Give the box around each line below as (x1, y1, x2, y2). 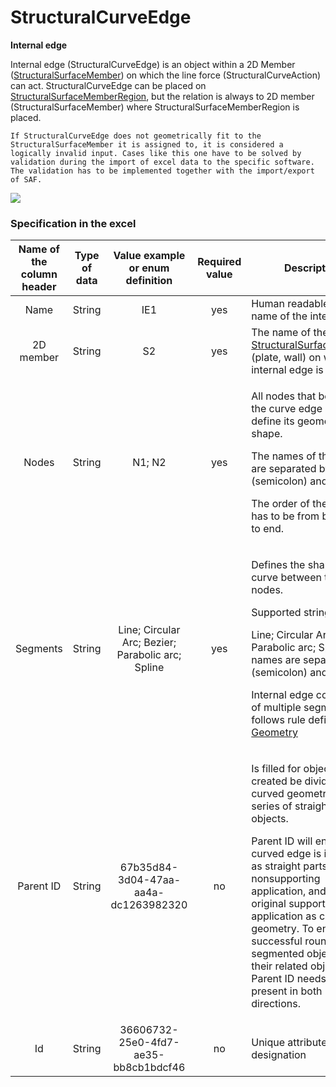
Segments (15, 642, 63, 656)
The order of (251, 497, 310, 511)
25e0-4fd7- (118, 1036, 180, 1050)
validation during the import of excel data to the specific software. (10, 157, 315, 167)
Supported (251, 606, 302, 620)
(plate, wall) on (251, 351, 322, 365)
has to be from (251, 509, 320, 523)
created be (251, 774, 303, 788)
